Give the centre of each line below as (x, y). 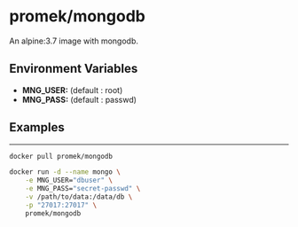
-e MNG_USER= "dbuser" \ (69, 180)
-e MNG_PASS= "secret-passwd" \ (83, 189)
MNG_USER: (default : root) (72, 90)
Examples (37, 127)
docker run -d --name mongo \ (65, 172)
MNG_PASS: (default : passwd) (79, 99)
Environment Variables (74, 69)
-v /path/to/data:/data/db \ (79, 197)
